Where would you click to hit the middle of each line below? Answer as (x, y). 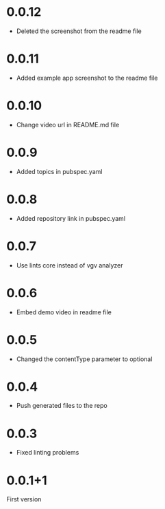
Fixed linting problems (48, 453)
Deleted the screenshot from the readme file (79, 31)
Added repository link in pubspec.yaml (71, 218)
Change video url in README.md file (68, 124)
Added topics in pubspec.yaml (59, 171)
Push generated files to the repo (62, 406)
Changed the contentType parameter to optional (84, 359)
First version (24, 499)
